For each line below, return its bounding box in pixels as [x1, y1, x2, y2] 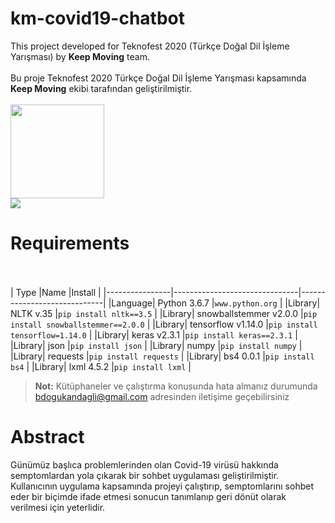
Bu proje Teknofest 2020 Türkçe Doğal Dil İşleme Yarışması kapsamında [10, 72, 307, 84]
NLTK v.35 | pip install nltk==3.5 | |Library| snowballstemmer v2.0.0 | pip [10, 307, 318, 319]
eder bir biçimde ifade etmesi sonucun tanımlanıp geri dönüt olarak [10, 490, 287, 502]
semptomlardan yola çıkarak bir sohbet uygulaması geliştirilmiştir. [10, 469, 280, 481]
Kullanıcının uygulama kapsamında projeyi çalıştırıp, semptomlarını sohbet [10, 480, 314, 492]
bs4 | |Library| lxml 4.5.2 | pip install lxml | [10, 360, 192, 372]
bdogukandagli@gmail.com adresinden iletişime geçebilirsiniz [34, 390, 290, 402]
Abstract [10, 426, 85, 449]
